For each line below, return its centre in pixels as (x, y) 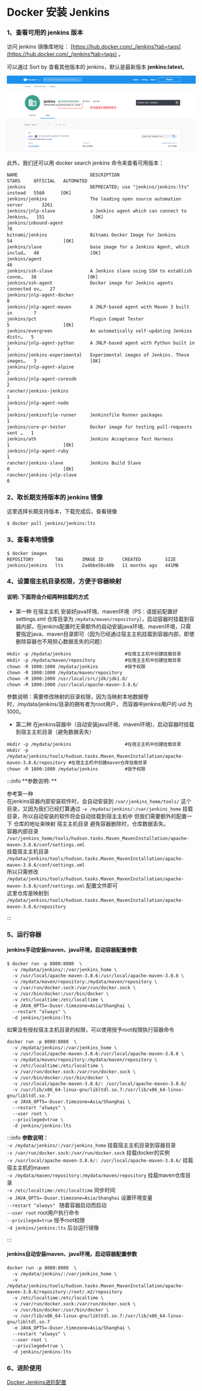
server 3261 (30, 205)
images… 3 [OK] (54, 361)
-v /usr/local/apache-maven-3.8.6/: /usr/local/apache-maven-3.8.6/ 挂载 (100, 1160)
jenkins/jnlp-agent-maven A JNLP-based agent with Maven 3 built (98, 307)
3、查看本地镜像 (31, 539)
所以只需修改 (22, 871)
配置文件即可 (102, 885)
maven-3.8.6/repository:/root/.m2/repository (64, 1292)
